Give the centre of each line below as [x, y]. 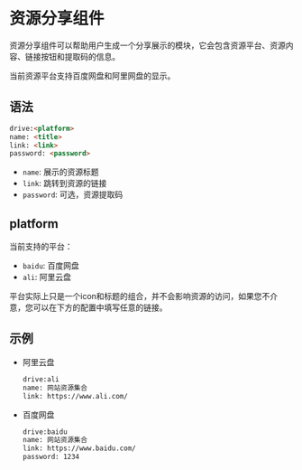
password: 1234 [51, 457]
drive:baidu [45, 432]
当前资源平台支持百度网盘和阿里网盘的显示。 [92, 75]
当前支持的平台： [41, 247]
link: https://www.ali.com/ [75, 396]
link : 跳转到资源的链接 [64, 183]
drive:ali [41, 379]
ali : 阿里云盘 [47, 277]
